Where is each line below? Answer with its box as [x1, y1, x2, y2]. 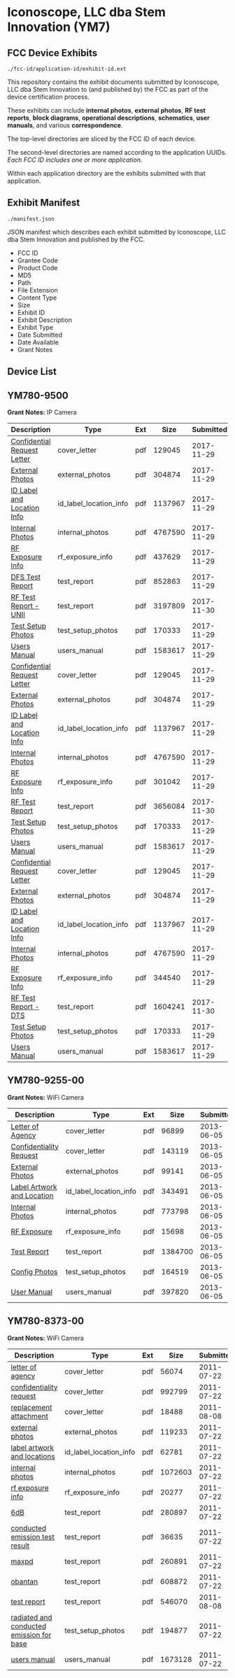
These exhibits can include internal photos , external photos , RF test [7, 106, 206, 114]
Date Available [17, 337, 59, 347]
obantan [10, 1576, 38, 1586]
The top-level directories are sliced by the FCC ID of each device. [7, 134, 197, 143]
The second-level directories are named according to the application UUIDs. [7, 148, 227, 156]
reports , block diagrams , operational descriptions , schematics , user [7, 113, 210, 122]
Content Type [17, 293, 57, 302]
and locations [10, 1451, 55, 1461]
